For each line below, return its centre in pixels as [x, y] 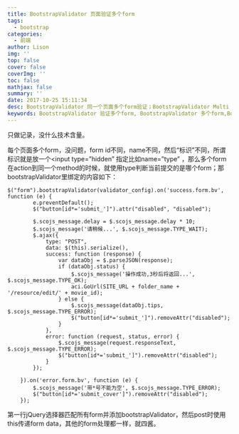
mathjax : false [30, 87]
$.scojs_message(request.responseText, [117, 343]
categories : [25, 34]
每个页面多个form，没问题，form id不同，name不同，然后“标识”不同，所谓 [117, 150]
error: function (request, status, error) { [112, 336]
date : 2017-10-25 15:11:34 [47, 101]
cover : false [27, 67]
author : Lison [28, 47]
